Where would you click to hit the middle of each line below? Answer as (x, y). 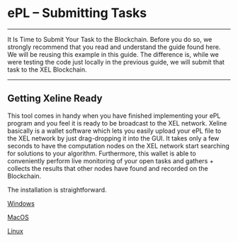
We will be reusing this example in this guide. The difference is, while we (113, 54)
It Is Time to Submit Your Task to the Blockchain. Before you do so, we (110, 39)
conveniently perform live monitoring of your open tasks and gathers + (110, 160)
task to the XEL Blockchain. (47, 70)
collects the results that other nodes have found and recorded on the (108, 168)
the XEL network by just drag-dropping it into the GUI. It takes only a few (113, 138)
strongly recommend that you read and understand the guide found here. (114, 47)
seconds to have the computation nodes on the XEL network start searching (119, 145)
